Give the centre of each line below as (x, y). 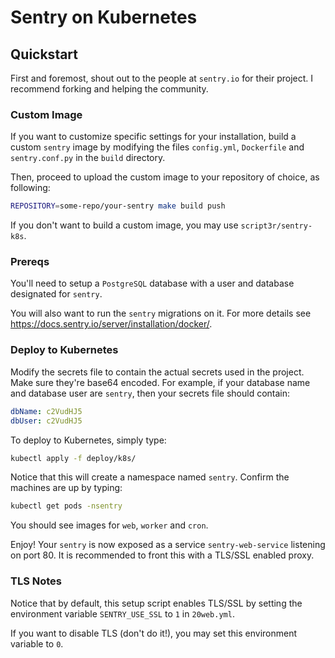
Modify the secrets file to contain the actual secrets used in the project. (157, 372)
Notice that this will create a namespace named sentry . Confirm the (150, 477)
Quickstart (44, 54)
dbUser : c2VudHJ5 (46, 421)
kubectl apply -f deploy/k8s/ (73, 458)
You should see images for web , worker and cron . (109, 525)
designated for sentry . (56, 294)
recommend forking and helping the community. (109, 89)
